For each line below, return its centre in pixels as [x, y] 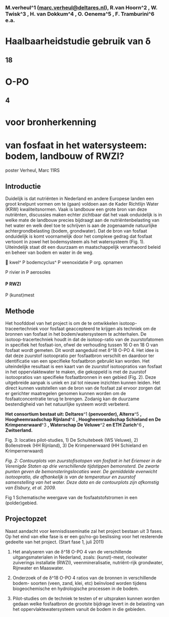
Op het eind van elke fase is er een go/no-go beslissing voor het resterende [84, 536]
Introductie [23, 186]
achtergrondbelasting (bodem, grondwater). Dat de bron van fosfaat [76, 231]
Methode [20, 311]
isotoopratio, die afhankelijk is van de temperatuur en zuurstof [70, 477]
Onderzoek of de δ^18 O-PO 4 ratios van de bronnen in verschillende [85, 577]
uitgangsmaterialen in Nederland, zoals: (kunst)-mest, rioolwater [80, 557]
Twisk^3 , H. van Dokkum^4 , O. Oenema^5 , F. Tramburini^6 [80, 14]
